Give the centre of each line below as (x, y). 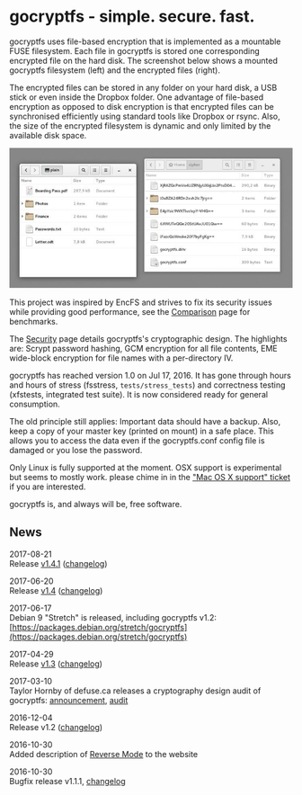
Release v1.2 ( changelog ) (56, 727)
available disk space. (48, 135)
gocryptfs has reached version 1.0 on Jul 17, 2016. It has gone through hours (151, 376)
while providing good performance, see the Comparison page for (130, 312)
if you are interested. (48, 487)
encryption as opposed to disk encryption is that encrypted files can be (142, 106)
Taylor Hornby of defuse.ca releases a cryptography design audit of (135, 691)
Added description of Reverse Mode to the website (104, 754)
